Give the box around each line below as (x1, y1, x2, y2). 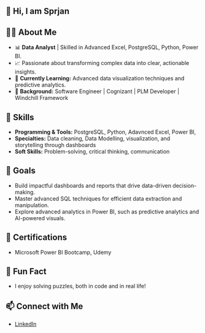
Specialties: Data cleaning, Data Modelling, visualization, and (14, 135, 171, 142)
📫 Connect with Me (6, 301, 83, 312)
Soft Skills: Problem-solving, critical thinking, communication (14, 148, 170, 155)
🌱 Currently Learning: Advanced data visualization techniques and (14, 75, 185, 82)
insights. (14, 68, 36, 75)
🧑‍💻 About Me (6, 27, 57, 37)
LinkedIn (14, 320, 37, 328)
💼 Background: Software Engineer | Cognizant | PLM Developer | (14, 88, 179, 95)
